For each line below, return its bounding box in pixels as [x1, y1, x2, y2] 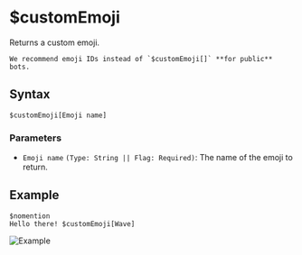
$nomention [9, 211, 51, 221]
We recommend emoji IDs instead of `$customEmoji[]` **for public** [9, 54, 273, 63]
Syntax [9, 87, 51, 102]
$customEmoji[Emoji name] [9, 111, 107, 120]
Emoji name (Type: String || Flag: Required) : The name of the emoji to [22, 152, 294, 163]
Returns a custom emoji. [9, 37, 100, 48]
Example [9, 187, 60, 203]
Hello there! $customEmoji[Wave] [9, 219, 136, 228]
